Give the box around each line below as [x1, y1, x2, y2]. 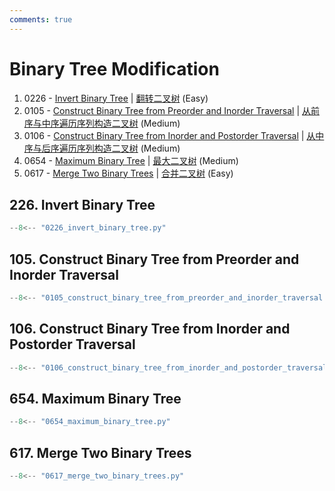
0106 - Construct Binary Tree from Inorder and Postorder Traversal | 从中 [23, 129, 325, 141]
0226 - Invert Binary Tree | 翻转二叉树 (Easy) [23, 92, 209, 104]
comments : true [9, 14, 73, 25]
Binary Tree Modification [9, 57, 220, 80]
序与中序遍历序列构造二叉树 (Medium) [23, 117, 181, 129]
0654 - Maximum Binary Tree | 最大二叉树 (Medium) [23, 154, 239, 166]
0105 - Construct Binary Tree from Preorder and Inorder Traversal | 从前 [23, 104, 320, 116]
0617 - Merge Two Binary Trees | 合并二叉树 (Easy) [23, 167, 234, 179]
